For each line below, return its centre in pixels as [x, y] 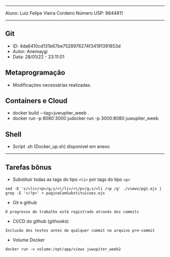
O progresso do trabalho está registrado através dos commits [72, 212]
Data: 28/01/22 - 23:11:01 [38, 57]
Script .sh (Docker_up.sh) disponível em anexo [61, 146]
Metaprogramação [35, 73]
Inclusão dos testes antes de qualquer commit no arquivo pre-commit [80, 231]
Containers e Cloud [36, 101]
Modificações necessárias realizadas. [52, 85]
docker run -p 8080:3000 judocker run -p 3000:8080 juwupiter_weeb [86, 118]
